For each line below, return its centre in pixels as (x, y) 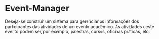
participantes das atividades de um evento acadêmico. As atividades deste (80, 26)
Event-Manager (37, 8)
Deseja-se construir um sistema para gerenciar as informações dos (72, 21)
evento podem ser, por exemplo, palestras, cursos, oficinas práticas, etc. (78, 31)
